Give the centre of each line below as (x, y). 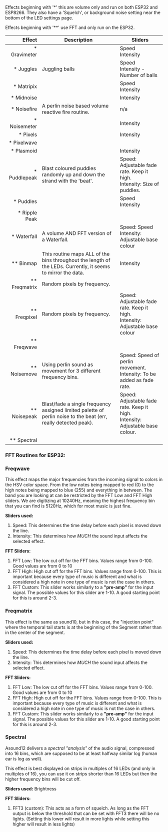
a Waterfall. (55, 239)
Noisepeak (24, 416)
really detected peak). (67, 423)
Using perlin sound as (67, 364)
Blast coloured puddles (69, 168)
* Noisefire (24, 109)
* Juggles (25, 69)
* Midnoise (24, 98)
